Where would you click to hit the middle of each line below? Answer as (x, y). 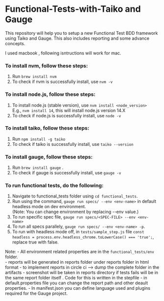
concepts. (15, 43)
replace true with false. (35, 242)
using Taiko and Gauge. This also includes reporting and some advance (77, 38)
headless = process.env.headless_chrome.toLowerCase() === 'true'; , (83, 237)
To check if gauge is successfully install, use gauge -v (67, 173)
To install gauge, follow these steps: (49, 157)
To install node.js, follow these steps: (50, 94)
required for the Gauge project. (36, 294)
